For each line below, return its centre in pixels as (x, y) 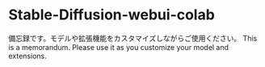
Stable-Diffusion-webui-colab (112, 15)
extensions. (27, 56)
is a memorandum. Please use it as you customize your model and (118, 47)
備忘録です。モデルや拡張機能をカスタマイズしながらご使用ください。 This (133, 38)
